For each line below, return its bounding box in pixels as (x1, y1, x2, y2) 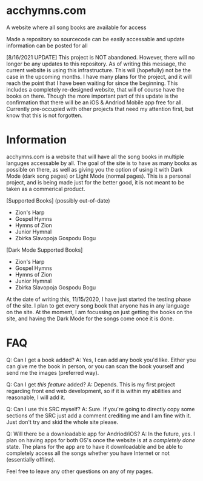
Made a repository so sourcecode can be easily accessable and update (6, 35, 185, 42)
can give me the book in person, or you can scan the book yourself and (6, 362, 185, 370)
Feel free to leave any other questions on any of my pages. (6, 468, 153, 475)
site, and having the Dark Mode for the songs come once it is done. (6, 315, 175, 322)
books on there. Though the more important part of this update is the (6, 92, 179, 99)
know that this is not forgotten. (6, 112, 83, 119)
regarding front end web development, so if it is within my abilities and (6, 387, 182, 394)
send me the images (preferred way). (6, 369, 99, 376)
